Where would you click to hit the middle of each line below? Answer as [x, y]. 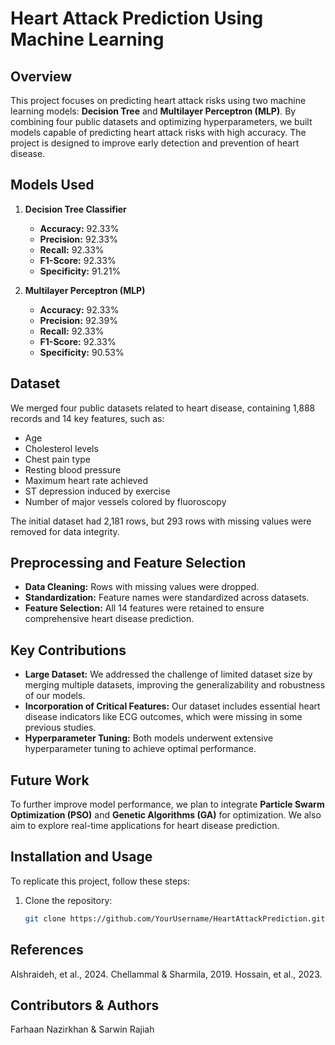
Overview [41, 76]
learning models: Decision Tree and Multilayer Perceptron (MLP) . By [153, 111]
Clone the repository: [68, 900]
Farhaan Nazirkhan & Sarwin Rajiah [82, 1029]
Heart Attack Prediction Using [137, 18]
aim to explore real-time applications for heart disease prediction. [145, 826]
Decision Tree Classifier [75, 209]
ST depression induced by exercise [97, 491]
